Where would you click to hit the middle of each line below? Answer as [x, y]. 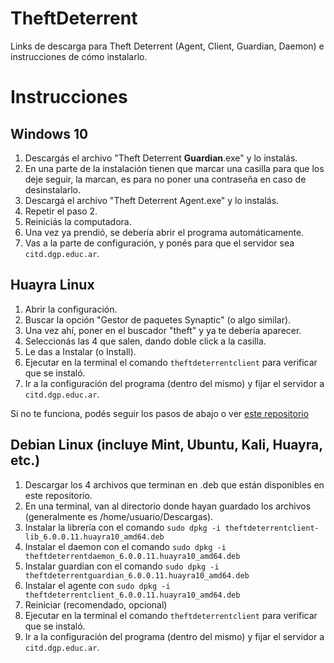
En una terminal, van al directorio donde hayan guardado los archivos [168, 506]
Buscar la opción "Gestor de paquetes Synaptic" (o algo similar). [158, 319]
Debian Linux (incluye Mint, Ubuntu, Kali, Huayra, [166, 445]
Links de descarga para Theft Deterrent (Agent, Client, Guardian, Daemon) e [167, 46]
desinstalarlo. [53, 189]
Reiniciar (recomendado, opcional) [96, 604]
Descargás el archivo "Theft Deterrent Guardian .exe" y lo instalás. [161, 158]
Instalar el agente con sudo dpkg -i [97, 585]
